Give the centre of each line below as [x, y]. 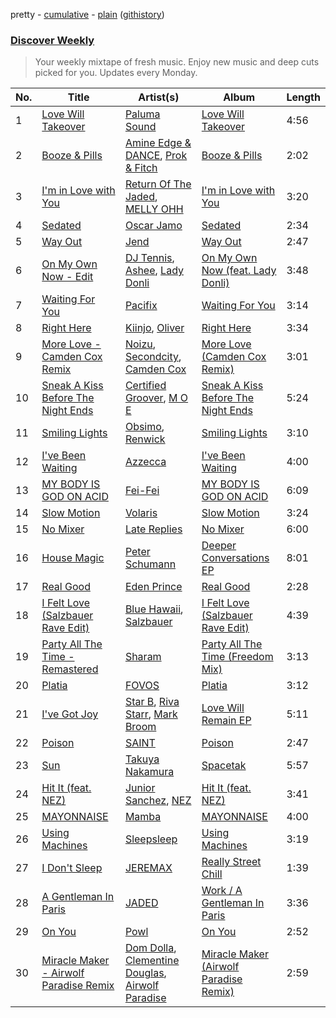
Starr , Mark [151, 714]
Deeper [219, 546]
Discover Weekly [52, 40]
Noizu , [140, 344]
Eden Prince [153, 587]
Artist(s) [159, 97]
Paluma [142, 114]
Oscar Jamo [153, 226]
